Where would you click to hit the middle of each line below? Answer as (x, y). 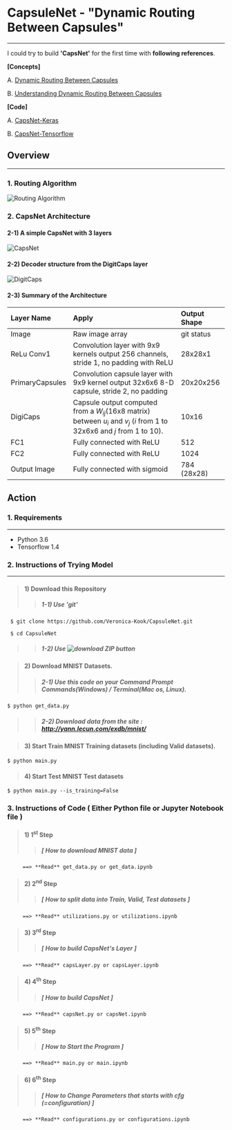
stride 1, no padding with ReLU (123, 362)
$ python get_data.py (38, 706)
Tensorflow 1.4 (38, 547)
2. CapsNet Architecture (49, 216)
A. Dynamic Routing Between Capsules (63, 80)
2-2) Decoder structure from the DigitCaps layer (78, 264)
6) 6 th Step (40, 1079)
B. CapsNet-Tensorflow (40, 134)
